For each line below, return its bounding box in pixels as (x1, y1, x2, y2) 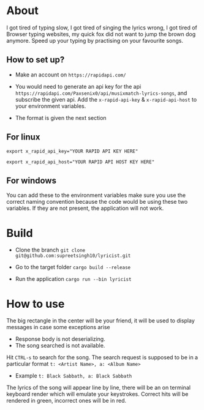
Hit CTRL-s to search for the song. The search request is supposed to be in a (6, 354, 198, 361)
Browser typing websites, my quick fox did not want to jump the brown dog (6, 30, 196, 37)
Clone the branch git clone (15, 246, 86, 254)
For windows (6, 175, 57, 185)
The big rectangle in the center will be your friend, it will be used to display (6, 317, 195, 324)
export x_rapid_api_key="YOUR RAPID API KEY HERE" (6, 148, 138, 154)
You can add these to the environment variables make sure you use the (6, 192, 186, 199)
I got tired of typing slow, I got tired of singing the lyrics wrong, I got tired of (6, 24, 197, 31)
